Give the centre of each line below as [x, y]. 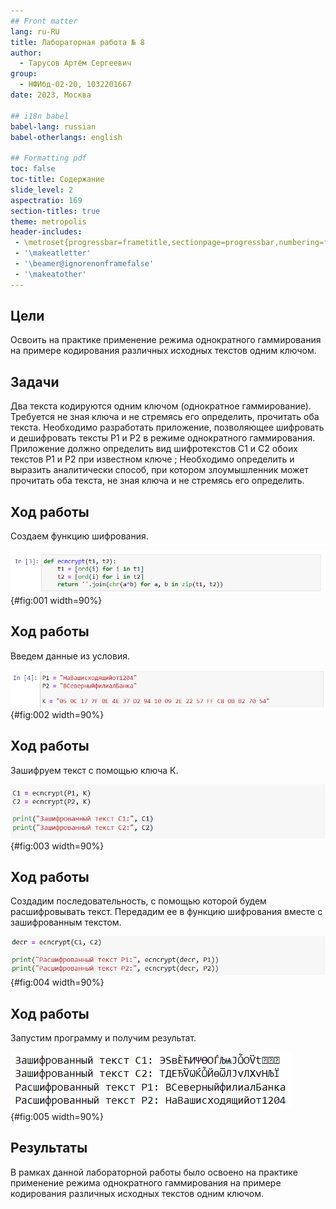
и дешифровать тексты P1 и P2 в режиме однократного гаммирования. [163, 438]
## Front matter [44, 21]
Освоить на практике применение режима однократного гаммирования [166, 340]
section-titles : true [55, 211]
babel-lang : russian [53, 126]
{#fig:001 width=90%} [56, 600]
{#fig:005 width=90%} [57, 1116]
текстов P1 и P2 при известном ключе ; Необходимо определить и [152, 459]
